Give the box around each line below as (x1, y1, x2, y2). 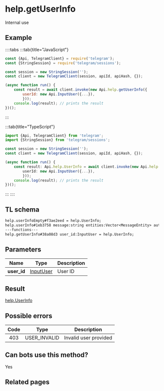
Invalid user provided (64, 334, 112, 341)
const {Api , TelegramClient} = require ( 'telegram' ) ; (5, 56, 115, 61)
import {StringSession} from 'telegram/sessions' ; (5, 137, 110, 142)
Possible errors (5, 312, 53, 320)
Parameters (5, 245, 41, 254)
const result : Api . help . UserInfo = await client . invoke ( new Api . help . (14, 164, 161, 169)
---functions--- (5, 227, 38, 232)
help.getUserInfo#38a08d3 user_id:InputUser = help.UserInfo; (5, 232, 134, 237)
